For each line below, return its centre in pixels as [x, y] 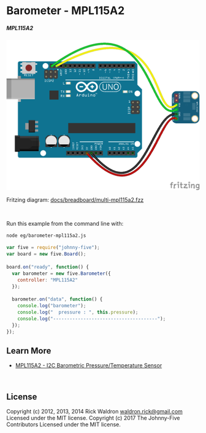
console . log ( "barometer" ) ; [52, 306]
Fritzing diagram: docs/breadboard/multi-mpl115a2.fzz [75, 200]
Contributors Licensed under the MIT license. [63, 424]
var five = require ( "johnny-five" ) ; [53, 248]
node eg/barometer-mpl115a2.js [46, 236]
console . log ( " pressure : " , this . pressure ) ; [78, 312]
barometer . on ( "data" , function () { [57, 299]
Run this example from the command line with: [65, 224]
